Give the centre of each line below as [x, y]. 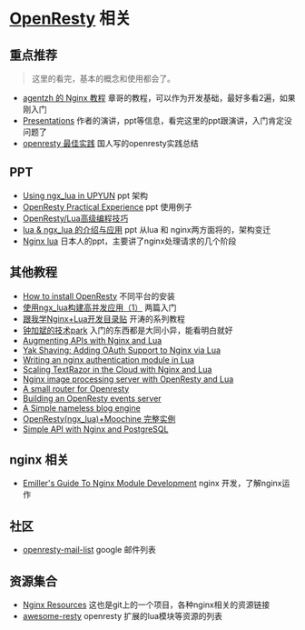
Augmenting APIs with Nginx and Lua [92, 340]
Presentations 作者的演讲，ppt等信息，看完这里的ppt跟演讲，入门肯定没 [157, 120]
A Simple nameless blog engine [81, 408]
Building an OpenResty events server [92, 398]
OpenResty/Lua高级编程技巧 [75, 218]
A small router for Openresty [76, 388]
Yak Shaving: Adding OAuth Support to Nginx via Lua [121, 350]
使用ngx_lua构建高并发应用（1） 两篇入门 [99, 307]
